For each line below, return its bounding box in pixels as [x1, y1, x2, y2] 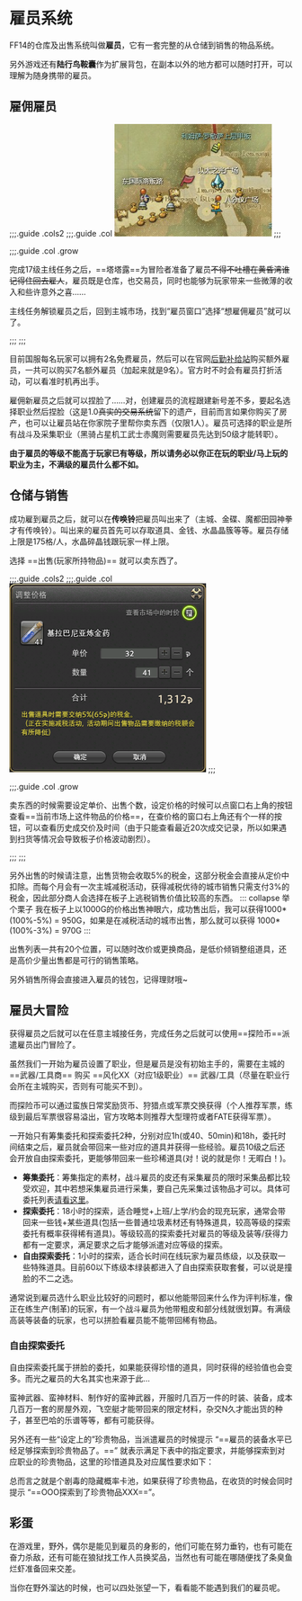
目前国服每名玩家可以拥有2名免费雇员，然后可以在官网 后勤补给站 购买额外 [9, 353, 282, 364]
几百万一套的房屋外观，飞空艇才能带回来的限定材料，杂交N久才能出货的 [9, 1403, 276, 1414]
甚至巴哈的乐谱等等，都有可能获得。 [24, 1414, 159, 1426]
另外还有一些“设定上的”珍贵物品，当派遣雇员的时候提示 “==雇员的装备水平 [9, 1434, 285, 1444]
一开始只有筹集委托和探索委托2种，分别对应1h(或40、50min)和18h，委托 [9, 1131, 279, 1141]
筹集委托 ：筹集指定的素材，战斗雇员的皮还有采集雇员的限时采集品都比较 [22, 1172, 290, 1183]
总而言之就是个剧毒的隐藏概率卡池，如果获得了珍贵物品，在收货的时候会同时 [9, 1475, 293, 1486]
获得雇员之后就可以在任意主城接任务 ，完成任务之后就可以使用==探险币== [9, 1028, 283, 1039]
